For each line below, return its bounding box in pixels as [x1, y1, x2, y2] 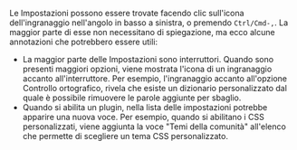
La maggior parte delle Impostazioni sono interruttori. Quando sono [22, 54, 274, 64]
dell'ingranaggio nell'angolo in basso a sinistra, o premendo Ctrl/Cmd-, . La [9, 17, 289, 28]
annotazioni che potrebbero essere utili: [9, 36, 158, 47]
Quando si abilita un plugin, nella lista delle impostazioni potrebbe [22, 102, 268, 112]
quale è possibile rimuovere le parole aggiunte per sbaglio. [22, 92, 242, 103]
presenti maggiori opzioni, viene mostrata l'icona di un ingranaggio [22, 63, 273, 74]
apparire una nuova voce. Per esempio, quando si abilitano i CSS [22, 112, 264, 122]
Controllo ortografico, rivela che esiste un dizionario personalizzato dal [22, 83, 288, 93]
